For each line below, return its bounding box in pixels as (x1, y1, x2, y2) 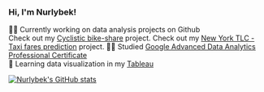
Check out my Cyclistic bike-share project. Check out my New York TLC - (8, 33, 255, 43)
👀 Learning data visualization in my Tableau (8, 59, 154, 69)
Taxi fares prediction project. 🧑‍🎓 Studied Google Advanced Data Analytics (8, 42, 256, 52)
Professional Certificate (8, 51, 88, 61)
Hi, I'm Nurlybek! (8, 6, 77, 18)
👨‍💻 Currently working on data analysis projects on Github (8, 25, 201, 35)
